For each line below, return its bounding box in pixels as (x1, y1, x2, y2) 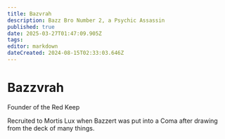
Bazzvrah (7, 80, 65, 95)
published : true (7, 23, 55, 30)
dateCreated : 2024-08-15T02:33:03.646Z (7, 50, 124, 57)
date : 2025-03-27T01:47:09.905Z (7, 29, 102, 37)
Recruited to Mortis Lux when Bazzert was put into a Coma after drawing (7, 117, 218, 125)
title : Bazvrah (7, 10, 52, 18)
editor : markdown (7, 43, 58, 50)
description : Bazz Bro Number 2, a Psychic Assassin (7, 17, 165, 24)
